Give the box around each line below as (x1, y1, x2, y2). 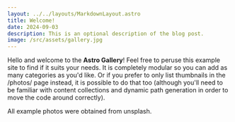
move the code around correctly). (7, 93, 105, 102)
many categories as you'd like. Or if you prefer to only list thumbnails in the (7, 71, 226, 80)
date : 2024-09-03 (7, 23, 59, 30)
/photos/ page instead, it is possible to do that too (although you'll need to (7, 78, 223, 87)
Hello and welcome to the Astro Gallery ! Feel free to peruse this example (7, 56, 221, 64)
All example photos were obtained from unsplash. (7, 107, 152, 116)
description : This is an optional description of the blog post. (7, 30, 204, 37)
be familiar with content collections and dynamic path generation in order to (7, 86, 229, 94)
